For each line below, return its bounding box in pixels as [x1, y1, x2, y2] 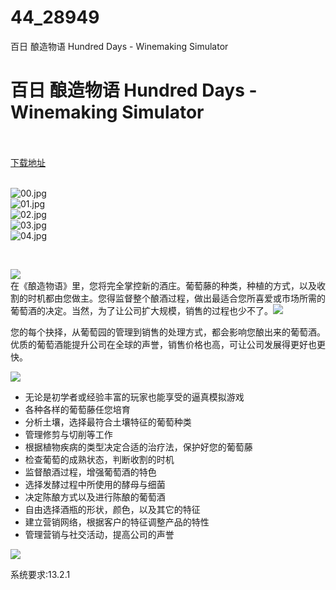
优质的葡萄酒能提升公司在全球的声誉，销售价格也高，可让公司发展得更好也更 [10, 338, 326, 350]
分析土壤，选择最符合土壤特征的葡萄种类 [24, 416, 192, 428]
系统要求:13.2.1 [10, 568, 71, 580]
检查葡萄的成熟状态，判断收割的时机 [24, 453, 175, 465]
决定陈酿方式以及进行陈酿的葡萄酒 [24, 491, 166, 503]
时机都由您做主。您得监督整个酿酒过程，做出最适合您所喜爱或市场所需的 [27, 292, 326, 304]
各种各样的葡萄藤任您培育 [24, 403, 131, 415]
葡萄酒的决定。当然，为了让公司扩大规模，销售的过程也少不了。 [10, 304, 273, 316]
